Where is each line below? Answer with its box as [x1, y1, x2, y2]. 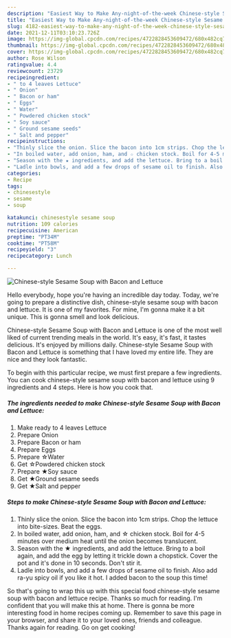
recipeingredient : [7, 74, 60, 81]
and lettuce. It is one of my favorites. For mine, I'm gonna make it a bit [7, 305, 205, 313]
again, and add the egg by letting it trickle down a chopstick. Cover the [16, 551, 218, 560]
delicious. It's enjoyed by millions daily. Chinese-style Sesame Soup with [7, 341, 213, 349]
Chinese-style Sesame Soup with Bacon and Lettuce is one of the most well [7, 326, 222, 334]
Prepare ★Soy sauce [16, 467, 78, 475]
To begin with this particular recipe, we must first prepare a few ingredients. [7, 368, 222, 377]
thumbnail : [7, 42, 38, 49]
